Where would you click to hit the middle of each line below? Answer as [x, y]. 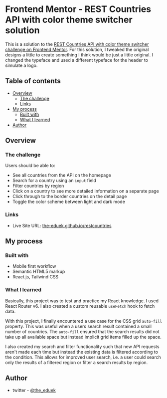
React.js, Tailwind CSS [35, 277]
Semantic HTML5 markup [39, 272]
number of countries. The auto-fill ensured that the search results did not [82, 331]
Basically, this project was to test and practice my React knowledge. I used [82, 301]
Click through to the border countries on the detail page [70, 197]
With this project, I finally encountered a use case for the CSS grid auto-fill [84, 321]
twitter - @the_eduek [34, 390]
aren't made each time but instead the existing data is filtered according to [82, 352]
